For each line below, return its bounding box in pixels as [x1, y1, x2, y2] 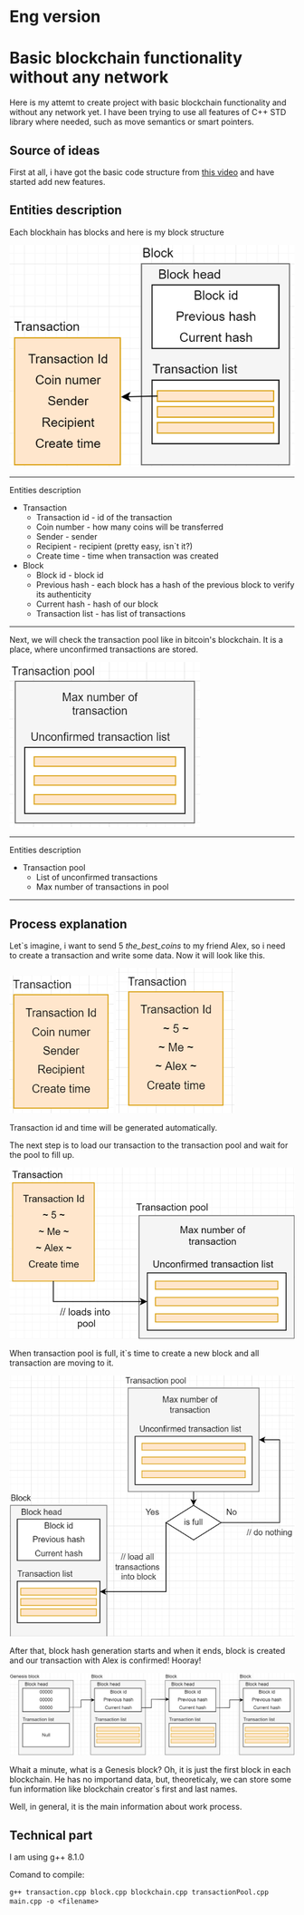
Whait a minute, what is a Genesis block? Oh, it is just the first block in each [9, 1764, 291, 1775]
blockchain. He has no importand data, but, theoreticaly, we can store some [9, 1774, 292, 1785]
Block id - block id [35, 569, 104, 581]
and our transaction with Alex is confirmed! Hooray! [9, 1655, 202, 1666]
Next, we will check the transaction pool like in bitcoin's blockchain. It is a [9, 635, 283, 646]
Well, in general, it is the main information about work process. [9, 1802, 242, 1813]
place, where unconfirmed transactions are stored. [9, 644, 199, 655]
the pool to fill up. [9, 1150, 75, 1161]
